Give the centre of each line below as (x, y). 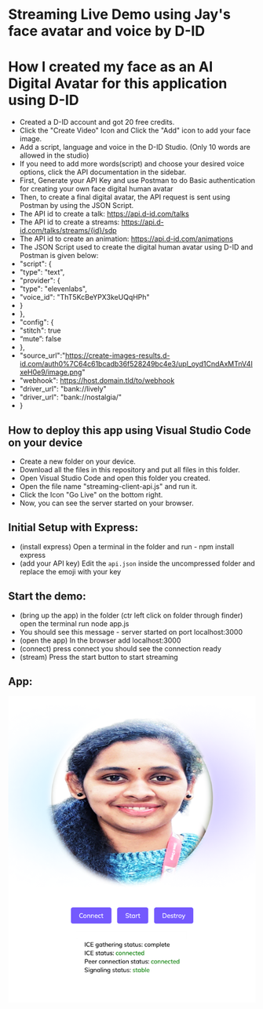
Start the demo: (47, 597)
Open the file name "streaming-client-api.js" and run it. (108, 486)
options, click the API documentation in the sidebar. (103, 172)
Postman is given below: (59, 256)
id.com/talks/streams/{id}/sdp (68, 231)
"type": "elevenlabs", (53, 289)
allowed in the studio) (54, 155)
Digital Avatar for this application (118, 84)
